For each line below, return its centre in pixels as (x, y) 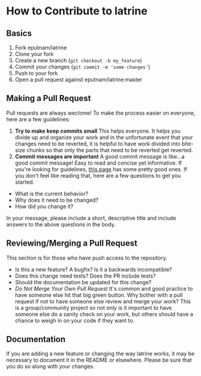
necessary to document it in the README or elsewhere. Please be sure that (99, 360)
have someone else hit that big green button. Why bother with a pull (99, 295)
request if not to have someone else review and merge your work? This (103, 301)
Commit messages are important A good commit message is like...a (100, 156)
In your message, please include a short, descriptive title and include (91, 218)
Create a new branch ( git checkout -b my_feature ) (78, 60)
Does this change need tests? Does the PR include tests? (85, 276)
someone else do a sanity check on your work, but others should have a (104, 314)
